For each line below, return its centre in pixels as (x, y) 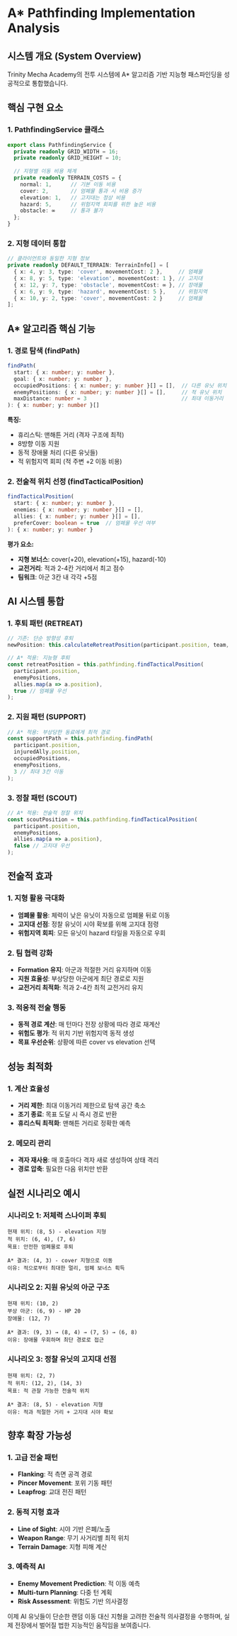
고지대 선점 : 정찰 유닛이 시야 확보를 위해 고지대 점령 (88, 924)
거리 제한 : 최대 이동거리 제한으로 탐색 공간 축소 (82, 1105)
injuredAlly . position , (47, 752)
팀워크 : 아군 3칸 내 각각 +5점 (57, 577)
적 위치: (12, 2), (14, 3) (45, 1383)
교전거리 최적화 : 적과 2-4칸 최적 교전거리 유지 (80, 987)
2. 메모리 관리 (29, 1143)
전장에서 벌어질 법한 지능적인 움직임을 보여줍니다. (82, 1625)
